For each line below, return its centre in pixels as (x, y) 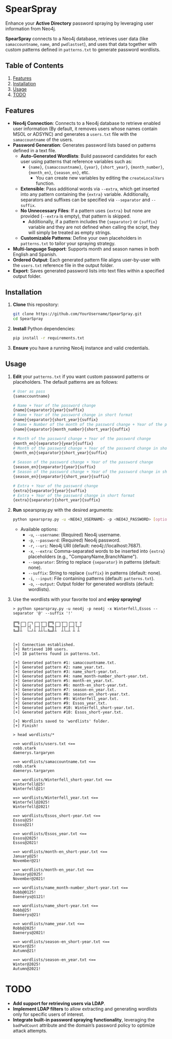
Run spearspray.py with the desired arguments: (63, 510)
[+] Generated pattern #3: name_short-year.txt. (66, 672)
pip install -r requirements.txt (49, 338)
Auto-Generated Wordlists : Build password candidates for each (89, 156)
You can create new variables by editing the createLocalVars (100, 177)
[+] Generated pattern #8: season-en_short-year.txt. (71, 694)
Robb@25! (22, 910)
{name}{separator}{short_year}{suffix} (55, 420)
